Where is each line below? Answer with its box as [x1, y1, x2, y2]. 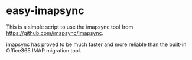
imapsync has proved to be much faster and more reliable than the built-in [6, 41, 187, 48]
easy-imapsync [6, 4, 84, 17]
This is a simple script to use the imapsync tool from [6, 23, 134, 30]
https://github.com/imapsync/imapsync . [6, 29, 104, 36]
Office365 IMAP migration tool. [6, 47, 82, 54]
